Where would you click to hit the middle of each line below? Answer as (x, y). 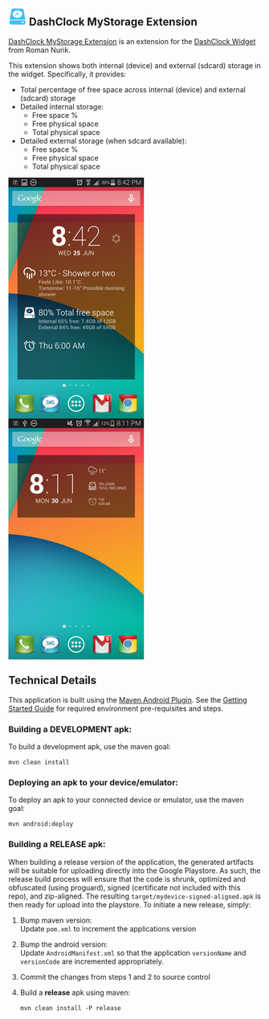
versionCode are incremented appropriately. (92, 961)
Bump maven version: (56, 920)
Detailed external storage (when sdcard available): (103, 141)
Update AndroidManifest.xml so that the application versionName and (133, 952)
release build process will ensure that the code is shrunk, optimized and (127, 878)
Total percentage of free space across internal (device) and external (133, 89)
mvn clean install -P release (71, 1008)
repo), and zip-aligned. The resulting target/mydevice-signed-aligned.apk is (134, 896)
